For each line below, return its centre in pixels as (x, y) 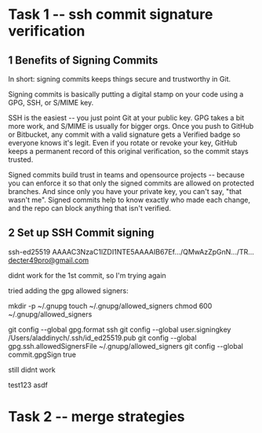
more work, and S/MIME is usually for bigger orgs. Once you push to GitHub (131, 126)
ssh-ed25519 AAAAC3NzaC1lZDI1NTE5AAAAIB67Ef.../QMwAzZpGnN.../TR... (131, 251)
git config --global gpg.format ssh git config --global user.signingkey (120, 329)
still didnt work (32, 369)
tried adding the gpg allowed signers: (69, 290)
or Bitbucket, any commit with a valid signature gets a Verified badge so (124, 134)
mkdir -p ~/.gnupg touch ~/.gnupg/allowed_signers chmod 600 (110, 306)
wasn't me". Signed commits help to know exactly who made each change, (129, 200)
